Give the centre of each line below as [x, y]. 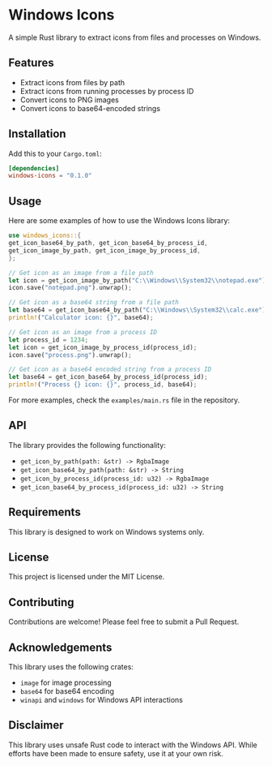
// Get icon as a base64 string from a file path [94, 303]
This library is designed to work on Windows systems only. [106, 531]
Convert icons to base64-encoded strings [90, 108]
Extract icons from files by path [72, 82]
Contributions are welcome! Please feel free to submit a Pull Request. [124, 622]
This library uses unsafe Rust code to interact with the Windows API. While [133, 745]
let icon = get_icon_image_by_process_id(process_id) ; [103, 347]
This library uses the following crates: [71, 667]
